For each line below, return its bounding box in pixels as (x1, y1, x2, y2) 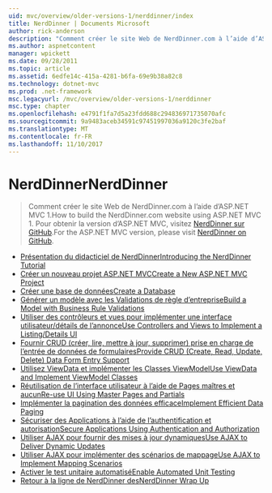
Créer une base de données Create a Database (19, 286, 176, 296)
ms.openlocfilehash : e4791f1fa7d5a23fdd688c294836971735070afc (8, 110, 227, 118)
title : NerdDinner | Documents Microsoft (8, 19, 151, 28)
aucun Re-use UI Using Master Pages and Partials (19, 390, 185, 400)
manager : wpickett (8, 49, 70, 58)
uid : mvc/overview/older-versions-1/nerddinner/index (8, 11, 194, 20)
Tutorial (19, 260, 46, 270)
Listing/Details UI (19, 329, 78, 339)
